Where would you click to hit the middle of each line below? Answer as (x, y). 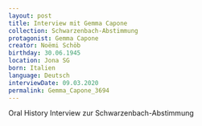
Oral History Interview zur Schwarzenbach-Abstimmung (101, 113)
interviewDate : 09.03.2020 (54, 83)
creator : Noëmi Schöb (45, 46)
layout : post (30, 16)
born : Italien (32, 68)
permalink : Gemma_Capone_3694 (59, 90)
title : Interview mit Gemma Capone (68, 23)
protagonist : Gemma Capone (54, 38)
